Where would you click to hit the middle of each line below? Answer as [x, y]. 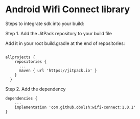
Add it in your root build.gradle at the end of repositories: [65, 43]
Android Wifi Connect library [68, 9]
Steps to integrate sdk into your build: [45, 23]
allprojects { [20, 57]
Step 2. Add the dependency [36, 89]
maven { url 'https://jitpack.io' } [58, 70]
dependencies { [21, 98]
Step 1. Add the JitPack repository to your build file [59, 33]
